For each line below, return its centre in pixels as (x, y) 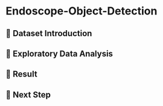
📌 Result (21, 74)
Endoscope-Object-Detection (81, 11)
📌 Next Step (28, 95)
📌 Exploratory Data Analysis (59, 53)
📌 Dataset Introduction (49, 33)
